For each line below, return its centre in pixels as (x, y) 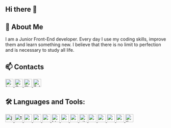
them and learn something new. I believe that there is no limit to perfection (83, 45)
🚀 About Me (24, 27)
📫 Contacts (25, 67)
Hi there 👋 (21, 9)
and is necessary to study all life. (40, 50)
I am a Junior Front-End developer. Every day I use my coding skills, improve (86, 39)
